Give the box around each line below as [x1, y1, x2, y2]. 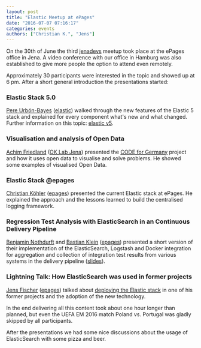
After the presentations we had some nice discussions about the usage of [6, 328, 188, 336]
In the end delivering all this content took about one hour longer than [6, 304, 175, 311]
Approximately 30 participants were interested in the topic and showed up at [6, 72, 195, 79]
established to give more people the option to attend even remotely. [6, 61, 173, 68]
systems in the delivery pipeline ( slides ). [6, 257, 106, 265]
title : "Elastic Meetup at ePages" [6, 14, 95, 20]
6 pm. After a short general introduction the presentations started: [6, 79, 169, 86]
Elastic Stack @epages [6, 176, 75, 184]
